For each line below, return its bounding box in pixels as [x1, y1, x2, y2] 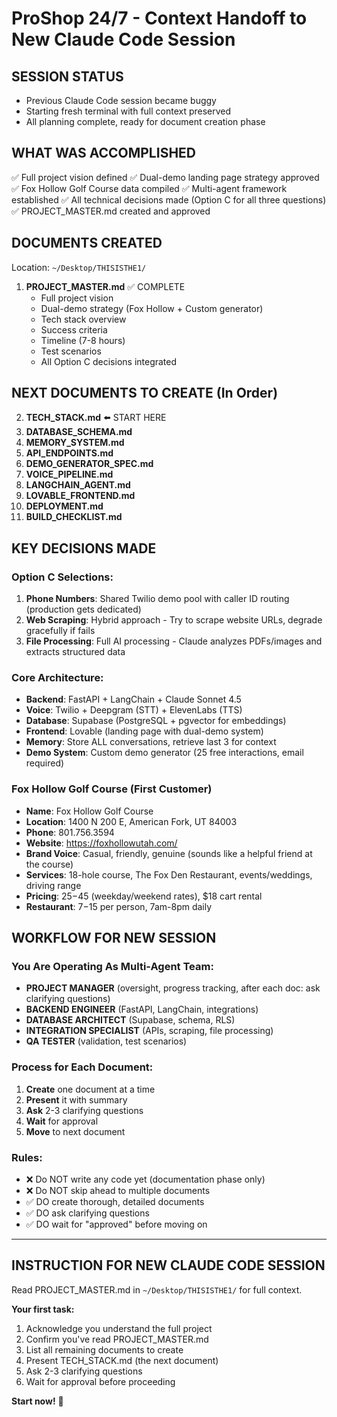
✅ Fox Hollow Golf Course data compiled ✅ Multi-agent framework [11, 182, 288, 194]
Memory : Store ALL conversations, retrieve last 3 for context [25, 736, 277, 748]
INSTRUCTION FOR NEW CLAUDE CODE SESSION [11, 1257, 326, 1274]
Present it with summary [25, 1093, 128, 1106]
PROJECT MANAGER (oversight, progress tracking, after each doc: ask [25, 982, 321, 994]
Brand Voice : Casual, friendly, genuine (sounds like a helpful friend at [25, 847, 313, 859]
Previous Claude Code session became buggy [25, 95, 217, 106]
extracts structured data [25, 646, 126, 658]
